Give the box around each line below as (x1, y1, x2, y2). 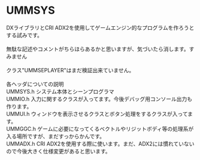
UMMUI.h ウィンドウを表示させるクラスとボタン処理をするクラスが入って (6, 110, 188, 117)
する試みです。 (6, 31, 43, 39)
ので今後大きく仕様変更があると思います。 (6, 147, 111, 155)
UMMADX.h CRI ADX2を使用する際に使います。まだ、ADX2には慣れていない (6, 140, 195, 147)
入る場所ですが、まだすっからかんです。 (6, 133, 105, 140)
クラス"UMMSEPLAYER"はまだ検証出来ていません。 (6, 66, 135, 73)
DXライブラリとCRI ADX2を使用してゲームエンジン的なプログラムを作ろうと (6, 24, 195, 31)
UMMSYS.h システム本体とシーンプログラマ (6, 88, 114, 95)
